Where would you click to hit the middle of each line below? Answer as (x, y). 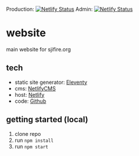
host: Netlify (29, 95)
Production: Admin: (49, 9)
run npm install (34, 140)
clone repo (28, 134)
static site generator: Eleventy (51, 82)
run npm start (31, 146)
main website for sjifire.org (39, 49)
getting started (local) (47, 120)
